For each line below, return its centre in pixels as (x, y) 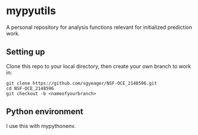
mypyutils (31, 11)
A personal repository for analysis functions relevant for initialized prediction (99, 27)
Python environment (45, 112)
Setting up (26, 52)
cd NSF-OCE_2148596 (30, 88)
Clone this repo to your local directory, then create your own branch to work (99, 66)
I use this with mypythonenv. (41, 126)
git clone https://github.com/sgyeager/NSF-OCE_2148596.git (82, 83)
